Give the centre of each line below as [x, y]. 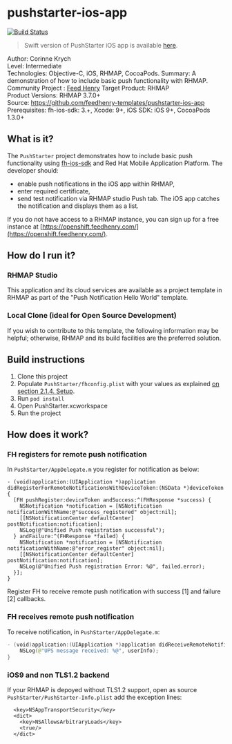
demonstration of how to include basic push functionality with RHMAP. [108, 80]
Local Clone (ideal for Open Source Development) [92, 316]
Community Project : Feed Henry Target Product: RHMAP [88, 88]
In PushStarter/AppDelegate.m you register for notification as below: [103, 469]
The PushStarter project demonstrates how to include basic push [100, 155]
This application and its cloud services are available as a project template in [115, 290]
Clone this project [42, 376]
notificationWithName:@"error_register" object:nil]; [86, 549]
